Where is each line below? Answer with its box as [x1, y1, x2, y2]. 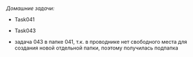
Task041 [14, 16, 35, 22]
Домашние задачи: [6, 5, 55, 12]
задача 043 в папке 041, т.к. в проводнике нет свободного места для [14, 39, 188, 45]
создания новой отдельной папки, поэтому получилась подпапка [14, 44, 179, 51]
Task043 [14, 27, 36, 34]
